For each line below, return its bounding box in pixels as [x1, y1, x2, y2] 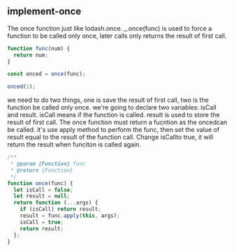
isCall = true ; [20, 218, 64, 225]
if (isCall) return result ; [20, 206, 101, 213]
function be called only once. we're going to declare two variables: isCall [7, 103, 217, 112]
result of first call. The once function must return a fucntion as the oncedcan [7, 118, 228, 126]
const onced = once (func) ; [7, 71, 86, 77]
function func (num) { [7, 45, 71, 52]
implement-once [7, 6, 82, 17]
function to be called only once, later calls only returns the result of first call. [7, 31, 227, 40]
